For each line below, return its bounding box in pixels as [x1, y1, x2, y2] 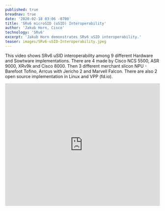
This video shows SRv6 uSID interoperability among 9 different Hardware [5, 53, 153, 58]
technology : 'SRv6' [5, 30, 45, 35]
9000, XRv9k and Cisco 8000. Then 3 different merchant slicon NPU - [5, 63, 147, 69]
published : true [5, 7, 38, 12]
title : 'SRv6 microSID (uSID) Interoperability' [5, 21, 107, 26]
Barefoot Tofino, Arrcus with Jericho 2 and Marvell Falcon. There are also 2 [5, 68, 158, 74]
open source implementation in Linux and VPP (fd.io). [5, 73, 113, 79]
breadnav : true [5, 12, 36, 17]
